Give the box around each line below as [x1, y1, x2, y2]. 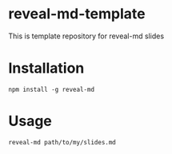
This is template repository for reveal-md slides [8, 31, 165, 41]
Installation [8, 59, 85, 77]
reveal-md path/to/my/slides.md [8, 138, 116, 146]
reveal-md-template [8, 5, 146, 23]
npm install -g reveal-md [8, 85, 94, 93]
